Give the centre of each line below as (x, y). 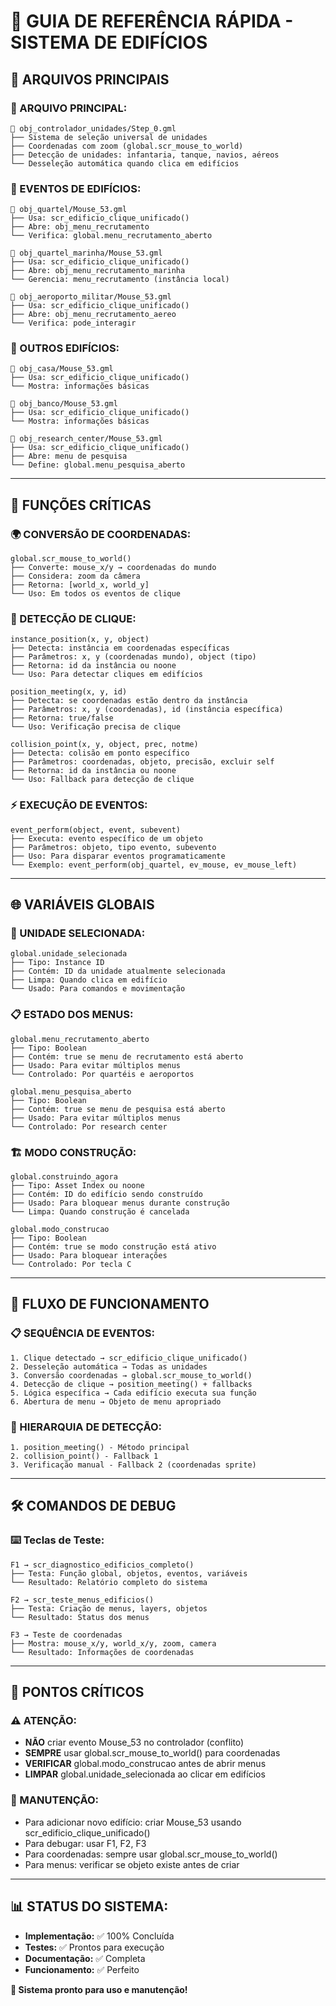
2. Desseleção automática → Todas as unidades (109, 1366)
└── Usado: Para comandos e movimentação (98, 989)
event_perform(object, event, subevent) (96, 830)
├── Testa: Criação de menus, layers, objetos (109, 1608)
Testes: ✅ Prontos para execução (94, 1947)
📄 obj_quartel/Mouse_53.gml (69, 210)
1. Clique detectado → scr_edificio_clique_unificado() (129, 1358)
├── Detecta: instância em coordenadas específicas (120, 648)
